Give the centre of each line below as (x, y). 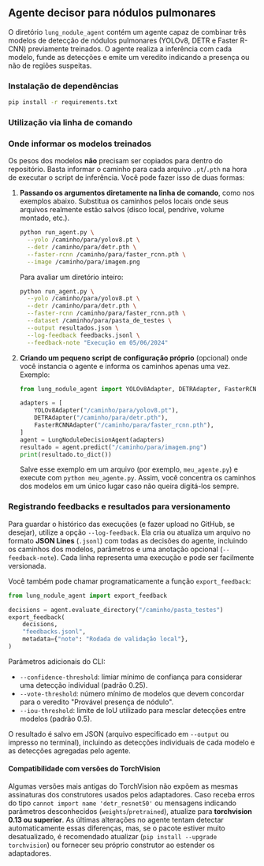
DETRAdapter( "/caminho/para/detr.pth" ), (101, 418)
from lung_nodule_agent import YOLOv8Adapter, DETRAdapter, (120, 389)
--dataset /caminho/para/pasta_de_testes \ (99, 321)
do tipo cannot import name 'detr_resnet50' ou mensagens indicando (122, 803)
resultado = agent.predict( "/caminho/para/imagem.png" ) (113, 447)
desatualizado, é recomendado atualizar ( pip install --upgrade (113, 837)
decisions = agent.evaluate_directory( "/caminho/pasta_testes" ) (116, 610)
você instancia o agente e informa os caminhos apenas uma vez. (125, 366)
